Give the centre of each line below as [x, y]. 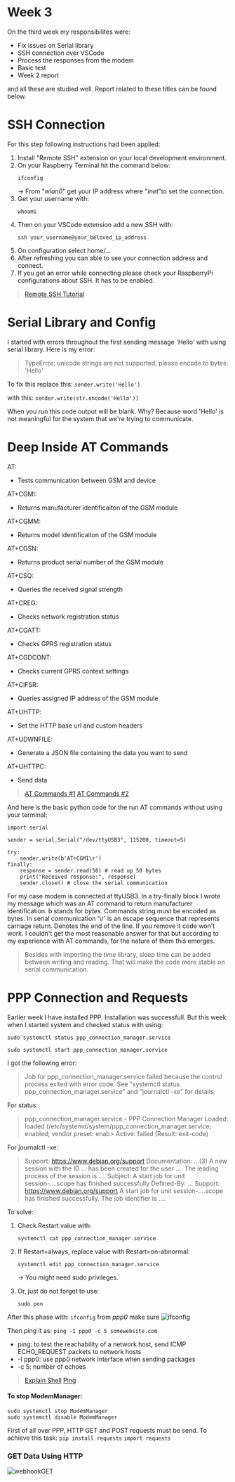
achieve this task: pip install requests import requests [89, 1438]
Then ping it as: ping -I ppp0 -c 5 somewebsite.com [82, 1330]
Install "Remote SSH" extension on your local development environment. [122, 157]
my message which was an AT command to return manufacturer [100, 903]
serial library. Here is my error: [51, 349]
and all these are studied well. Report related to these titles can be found [112, 89]
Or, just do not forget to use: [58, 1291]
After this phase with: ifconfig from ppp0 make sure [83, 1317]
